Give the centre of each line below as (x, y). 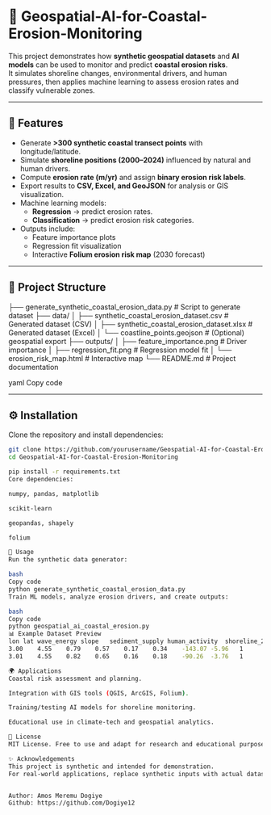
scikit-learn (30, 508)
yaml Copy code (35, 382)
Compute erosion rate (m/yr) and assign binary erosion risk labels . (133, 177)
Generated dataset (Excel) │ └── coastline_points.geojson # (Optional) (126, 332)
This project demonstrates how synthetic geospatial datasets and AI (124, 56)
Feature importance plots (74, 237)
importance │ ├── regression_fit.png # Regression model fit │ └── (120, 350)
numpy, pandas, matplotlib (54, 494)
